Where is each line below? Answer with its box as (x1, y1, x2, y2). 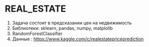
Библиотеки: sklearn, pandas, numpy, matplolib (12, 25, 113, 31)
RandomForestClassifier (12, 30, 63, 36)
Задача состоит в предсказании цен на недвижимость (12, 20, 132, 26)
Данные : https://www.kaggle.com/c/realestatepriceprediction (12, 36, 144, 42)
